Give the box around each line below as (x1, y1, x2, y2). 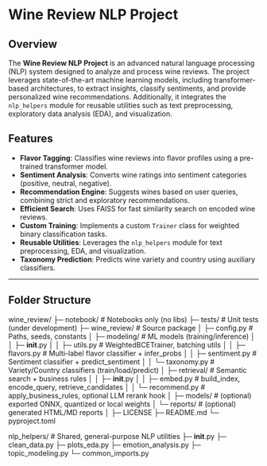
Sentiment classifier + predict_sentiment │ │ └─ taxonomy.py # (8, 356, 215, 367)
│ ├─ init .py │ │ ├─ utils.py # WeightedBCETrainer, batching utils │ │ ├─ (8, 340, 246, 349)
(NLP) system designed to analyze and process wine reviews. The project (8, 67, 250, 76)
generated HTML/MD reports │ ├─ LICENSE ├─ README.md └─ (8, 407, 219, 417)
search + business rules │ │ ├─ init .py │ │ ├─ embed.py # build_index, (8, 374, 241, 383)
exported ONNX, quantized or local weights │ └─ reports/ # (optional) (8, 399, 237, 409)
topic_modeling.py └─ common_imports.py (8, 448, 149, 458)
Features (8, 132, 53, 146)
